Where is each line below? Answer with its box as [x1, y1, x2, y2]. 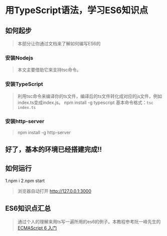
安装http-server [5, 117, 45, 125]
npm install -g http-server [17, 129, 71, 135]
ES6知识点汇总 [5, 204, 51, 213]
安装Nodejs [5, 54, 34, 61]
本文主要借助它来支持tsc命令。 [17, 67, 81, 73]
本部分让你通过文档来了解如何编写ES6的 [17, 41, 101, 46]
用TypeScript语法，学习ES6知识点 [5, 5, 148, 16]
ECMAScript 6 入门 [17, 225, 57, 231]
